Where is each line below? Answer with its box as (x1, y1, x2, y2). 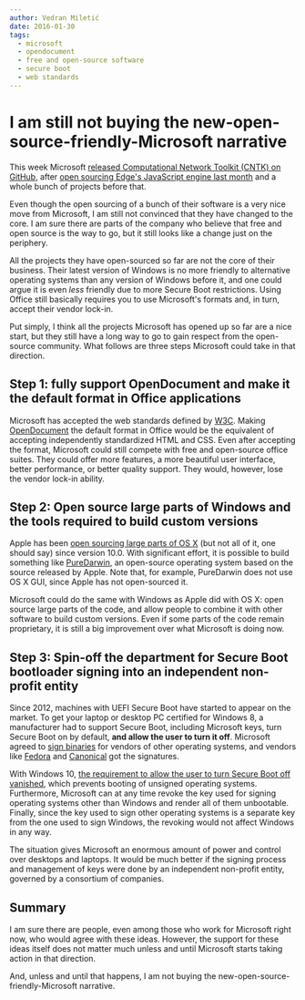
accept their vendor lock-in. (9, 303, 114, 314)
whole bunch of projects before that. (9, 180, 147, 191)
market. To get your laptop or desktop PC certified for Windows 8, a (9, 712, 264, 723)
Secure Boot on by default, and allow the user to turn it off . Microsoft (9, 731, 270, 743)
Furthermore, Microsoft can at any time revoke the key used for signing (9, 788, 277, 799)
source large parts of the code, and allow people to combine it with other (9, 603, 283, 615)
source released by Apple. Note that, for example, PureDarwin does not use (9, 567, 293, 578)
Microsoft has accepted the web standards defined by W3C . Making (9, 415, 266, 426)
